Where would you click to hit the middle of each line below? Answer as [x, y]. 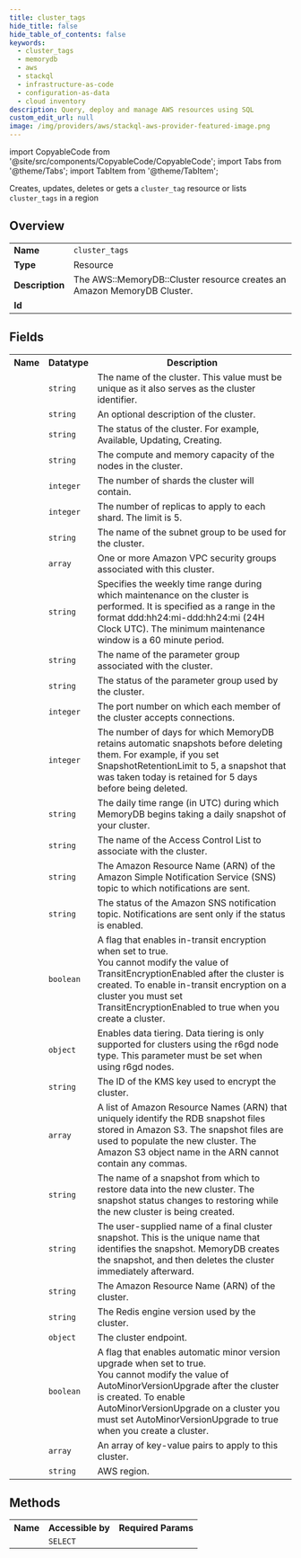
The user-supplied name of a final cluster [185, 1226]
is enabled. [120, 925]
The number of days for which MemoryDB [186, 731]
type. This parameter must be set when [180, 1055]
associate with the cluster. [152, 851]
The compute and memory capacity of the [186, 455]
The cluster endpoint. [142, 1337]
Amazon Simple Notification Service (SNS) [187, 877]
